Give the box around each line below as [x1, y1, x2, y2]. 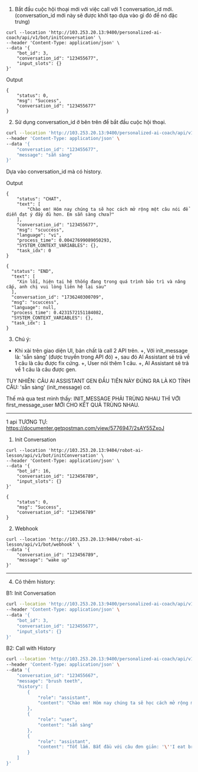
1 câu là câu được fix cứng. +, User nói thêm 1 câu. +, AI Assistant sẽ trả [14, 360, 189, 367]
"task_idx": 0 [16, 248, 51, 254]
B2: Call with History [6, 644, 56, 652]
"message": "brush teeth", [16, 678, 83, 684]
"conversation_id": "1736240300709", [11, 294, 104, 301]
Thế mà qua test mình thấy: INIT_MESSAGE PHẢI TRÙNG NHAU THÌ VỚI [6, 395, 181, 402]
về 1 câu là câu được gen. [14, 366, 77, 373]
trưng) [14, 18, 31, 25]
